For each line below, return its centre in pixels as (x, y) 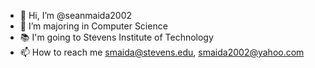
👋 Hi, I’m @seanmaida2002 (76, 15)
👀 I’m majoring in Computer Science (93, 26)
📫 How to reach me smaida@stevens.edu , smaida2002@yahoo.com (162, 52)
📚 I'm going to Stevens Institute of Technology (116, 37)
